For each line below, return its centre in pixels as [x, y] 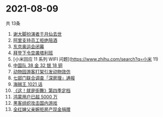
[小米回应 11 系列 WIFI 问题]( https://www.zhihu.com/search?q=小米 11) [86, 59]
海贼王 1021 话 [28, 84]
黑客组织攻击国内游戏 [35, 103]
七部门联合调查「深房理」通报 [44, 78]
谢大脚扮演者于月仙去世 [37, 34]
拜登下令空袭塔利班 [33, 53]
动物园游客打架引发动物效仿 [42, 71]
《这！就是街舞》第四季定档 [42, 90]
